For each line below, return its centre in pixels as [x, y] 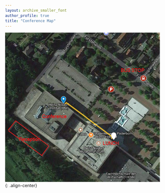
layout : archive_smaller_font [36, 10]
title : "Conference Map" [30, 21]
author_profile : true [27, 16]
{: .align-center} [21, 185]
